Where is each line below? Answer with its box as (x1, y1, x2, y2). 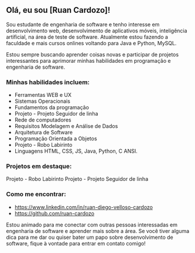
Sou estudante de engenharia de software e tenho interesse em (6, 21, 160, 28)
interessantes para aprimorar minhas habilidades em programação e (6, 57, 171, 64)
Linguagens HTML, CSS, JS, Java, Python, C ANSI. (14, 147, 138, 155)
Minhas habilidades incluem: (6, 78, 90, 86)
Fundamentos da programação (14, 104, 90, 111)
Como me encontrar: (6, 190, 66, 198)
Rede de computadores (14, 116, 71, 123)
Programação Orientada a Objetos (14, 135, 98, 142)
